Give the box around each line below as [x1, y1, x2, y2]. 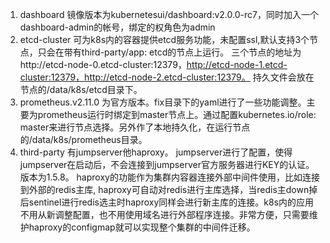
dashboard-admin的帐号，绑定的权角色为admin [19, 21, 216, 33]
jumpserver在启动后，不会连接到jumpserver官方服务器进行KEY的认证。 [19, 159, 315, 170]
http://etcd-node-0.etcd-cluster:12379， [19, 59, 187, 70]
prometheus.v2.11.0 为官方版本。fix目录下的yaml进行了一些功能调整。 [19, 96, 307, 108]
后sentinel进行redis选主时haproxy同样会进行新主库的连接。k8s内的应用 [19, 196, 315, 208]
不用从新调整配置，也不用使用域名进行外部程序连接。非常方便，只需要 [19, 209, 310, 220]
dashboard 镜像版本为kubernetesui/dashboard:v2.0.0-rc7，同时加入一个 [19, 9, 319, 20]
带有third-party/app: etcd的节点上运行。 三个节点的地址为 [63, 46, 302, 58]
